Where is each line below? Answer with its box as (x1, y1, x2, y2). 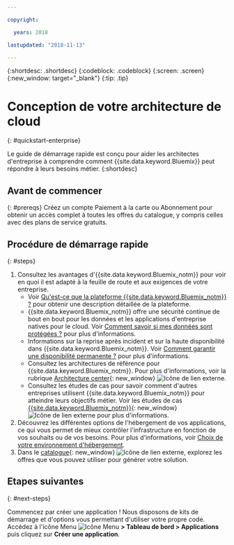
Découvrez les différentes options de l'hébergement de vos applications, (17, 418, 226, 427)
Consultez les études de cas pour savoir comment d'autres (27, 381, 197, 390)
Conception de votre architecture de (7, 98, 221, 114)
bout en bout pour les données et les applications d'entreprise (27, 314, 207, 323)
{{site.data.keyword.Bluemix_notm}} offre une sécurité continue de (27, 307, 221, 316)
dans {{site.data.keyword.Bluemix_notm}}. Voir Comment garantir (27, 344, 216, 353)
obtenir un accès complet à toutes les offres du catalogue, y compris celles (7, 210, 224, 220)
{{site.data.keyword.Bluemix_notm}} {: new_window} (27, 404, 178, 412)
